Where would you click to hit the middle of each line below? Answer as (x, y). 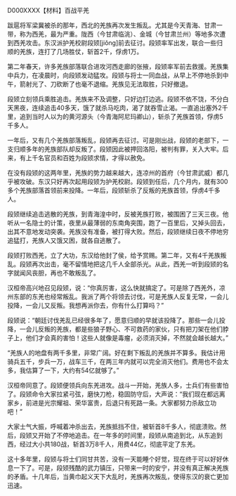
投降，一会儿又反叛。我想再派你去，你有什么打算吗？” (86, 305)
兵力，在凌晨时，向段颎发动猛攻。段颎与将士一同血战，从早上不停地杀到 (118, 75)
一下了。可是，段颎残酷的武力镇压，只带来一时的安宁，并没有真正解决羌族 (121, 468)
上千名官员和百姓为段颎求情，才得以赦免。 (87, 158)
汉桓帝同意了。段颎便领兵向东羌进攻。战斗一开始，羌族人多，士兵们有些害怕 (118, 385)
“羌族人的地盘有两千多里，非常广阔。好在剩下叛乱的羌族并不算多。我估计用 (117, 353)
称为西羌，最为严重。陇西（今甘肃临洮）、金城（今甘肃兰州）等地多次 (119, 34)
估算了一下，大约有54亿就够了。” (72, 370)
